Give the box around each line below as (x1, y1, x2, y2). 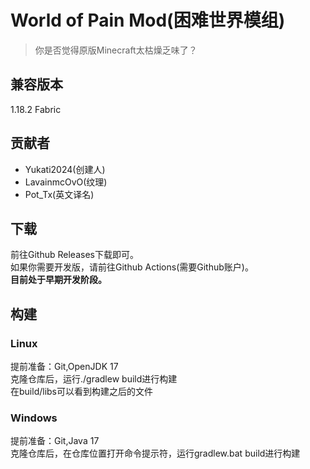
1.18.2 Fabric (10, 103, 62, 115)
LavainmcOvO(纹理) (24, 176, 108, 188)
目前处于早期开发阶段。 (10, 274, 107, 286)
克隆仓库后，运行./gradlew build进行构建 (10, 373, 178, 385)
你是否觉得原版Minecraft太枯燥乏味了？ (34, 44, 198, 56)
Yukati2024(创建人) (24, 163, 106, 175)
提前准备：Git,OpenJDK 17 (10, 361, 119, 373)
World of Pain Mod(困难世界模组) (10, 9, 286, 32)
